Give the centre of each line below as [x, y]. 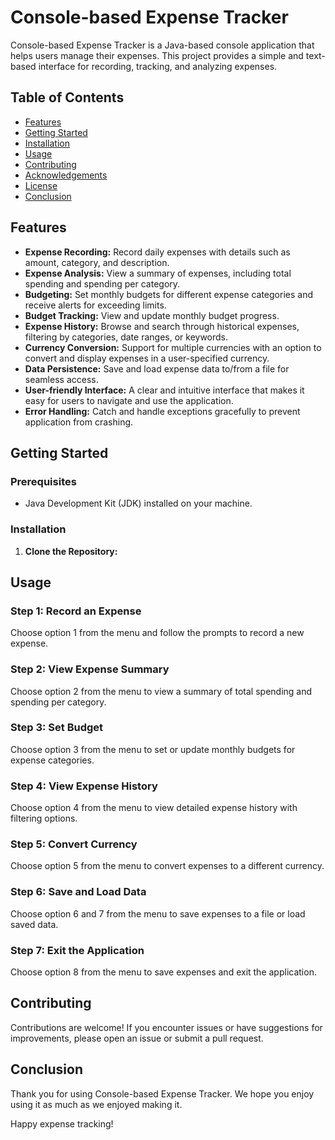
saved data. [34, 924]
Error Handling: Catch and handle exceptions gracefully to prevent [162, 411]
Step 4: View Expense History [84, 786]
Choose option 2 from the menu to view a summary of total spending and [161, 691]
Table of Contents [67, 97]
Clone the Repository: [71, 551]
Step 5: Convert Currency [74, 844]
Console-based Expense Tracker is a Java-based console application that [162, 45]
